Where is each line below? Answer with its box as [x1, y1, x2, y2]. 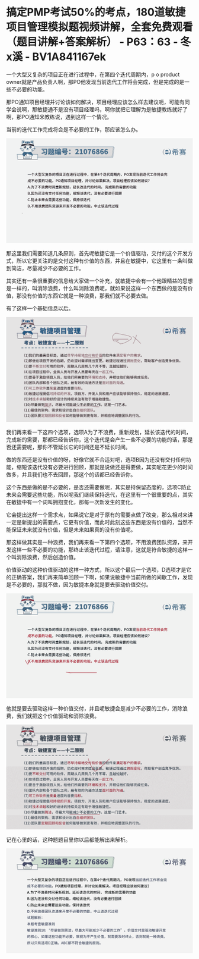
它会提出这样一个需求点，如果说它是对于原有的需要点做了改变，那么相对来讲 [6, 511, 193, 518]
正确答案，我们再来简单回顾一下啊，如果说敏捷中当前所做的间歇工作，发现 [11, 573, 193, 581]
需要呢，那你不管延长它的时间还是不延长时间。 [16, 443, 131, 450]
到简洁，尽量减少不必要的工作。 [6, 264, 84, 271]
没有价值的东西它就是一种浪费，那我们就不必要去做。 [21, 292, 152, 299]
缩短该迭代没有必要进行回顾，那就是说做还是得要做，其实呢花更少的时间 [16, 463, 193, 471]
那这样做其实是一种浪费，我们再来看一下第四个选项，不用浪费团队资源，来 [6, 538, 188, 546]
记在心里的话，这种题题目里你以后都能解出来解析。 [6, 836, 131, 843]
